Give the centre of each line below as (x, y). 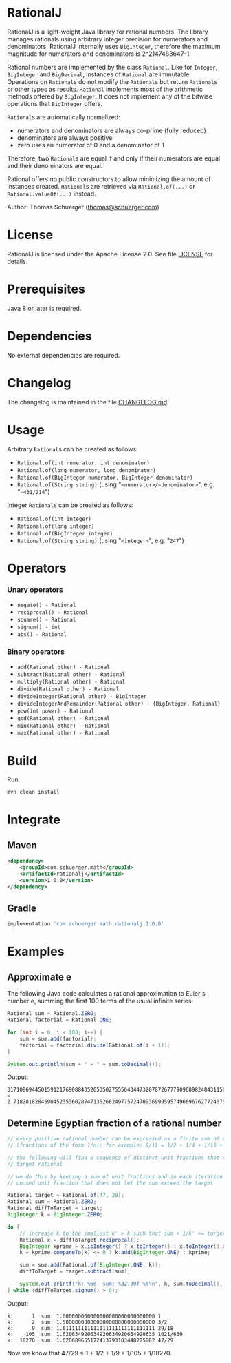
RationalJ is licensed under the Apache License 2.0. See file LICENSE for (110, 254)
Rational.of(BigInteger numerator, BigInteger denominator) (105, 478)
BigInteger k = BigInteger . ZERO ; (55, 1215)
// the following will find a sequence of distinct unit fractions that (113, 1158)
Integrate (34, 820)
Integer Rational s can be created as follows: (70, 505)
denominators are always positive (65, 137)
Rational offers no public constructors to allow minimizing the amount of (109, 179)
